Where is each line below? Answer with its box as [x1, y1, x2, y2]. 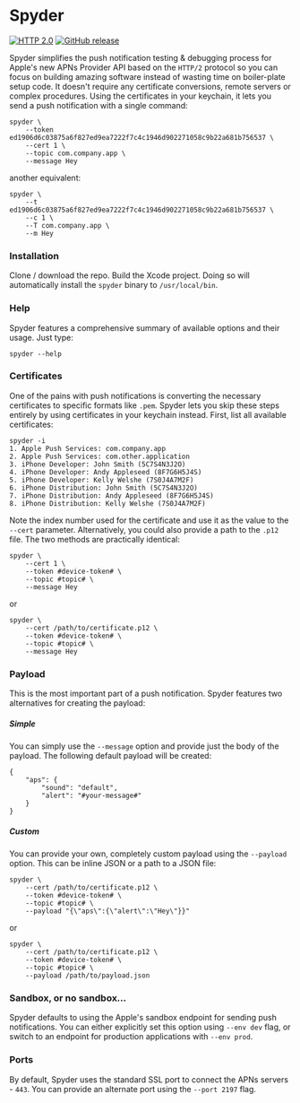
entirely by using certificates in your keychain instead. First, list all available [9, 409, 287, 420]
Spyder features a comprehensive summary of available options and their [9, 322, 280, 333]
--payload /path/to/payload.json [25, 971, 150, 980]
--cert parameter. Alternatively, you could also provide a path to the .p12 [9, 524, 279, 534]
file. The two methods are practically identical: [9, 534, 181, 544]
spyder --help [9, 349, 63, 359]
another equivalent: [9, 172, 81, 183]
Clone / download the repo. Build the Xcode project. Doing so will [9, 270, 251, 281]
